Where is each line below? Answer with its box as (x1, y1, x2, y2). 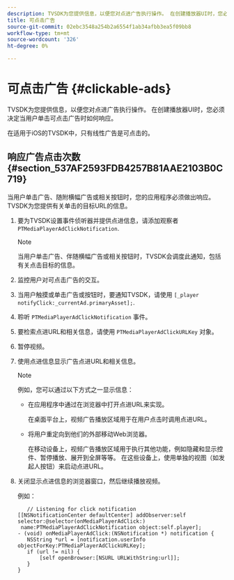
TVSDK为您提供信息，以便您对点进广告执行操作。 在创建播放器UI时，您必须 (7, 105, 225, 114)
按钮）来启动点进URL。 (40, 461, 107, 471)
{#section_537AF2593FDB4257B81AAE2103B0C (7, 162, 224, 174)
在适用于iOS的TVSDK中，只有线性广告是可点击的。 (7, 128, 155, 137)
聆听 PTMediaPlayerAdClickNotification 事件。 (17, 312, 152, 321)
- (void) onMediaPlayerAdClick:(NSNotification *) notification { (17, 530, 214, 537)
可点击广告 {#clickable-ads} (7, 81, 172, 97)
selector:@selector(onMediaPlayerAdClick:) (17, 517, 146, 525)
